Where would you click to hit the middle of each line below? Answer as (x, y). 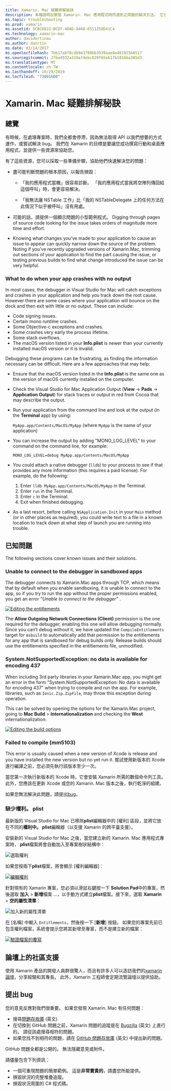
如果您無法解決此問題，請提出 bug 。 (43, 794)
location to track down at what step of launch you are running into (82, 523)
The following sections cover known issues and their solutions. (71, 558)
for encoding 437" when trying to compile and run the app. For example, (81, 687)
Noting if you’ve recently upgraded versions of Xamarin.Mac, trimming (87, 249)
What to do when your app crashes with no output (68, 278)
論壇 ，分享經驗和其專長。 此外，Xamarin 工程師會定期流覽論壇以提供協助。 (84, 977)
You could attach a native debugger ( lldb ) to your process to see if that (88, 465)
